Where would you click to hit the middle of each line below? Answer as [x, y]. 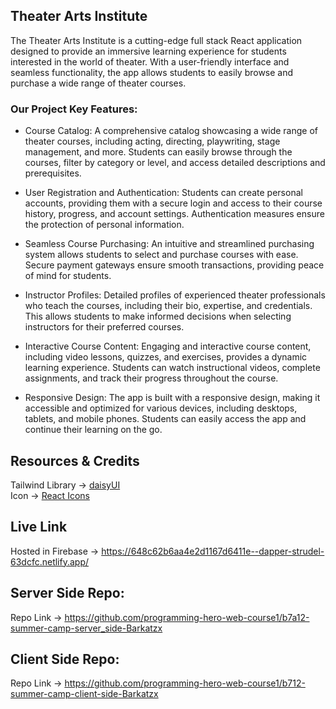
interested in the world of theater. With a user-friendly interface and [150, 61]
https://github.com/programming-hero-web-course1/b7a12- [187, 617]
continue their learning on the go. [93, 430]
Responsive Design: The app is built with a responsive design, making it [172, 398]
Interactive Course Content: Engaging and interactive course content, [168, 346]
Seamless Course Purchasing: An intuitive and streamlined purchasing [169, 244]
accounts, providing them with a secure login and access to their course [173, 203]
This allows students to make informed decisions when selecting [158, 316]
